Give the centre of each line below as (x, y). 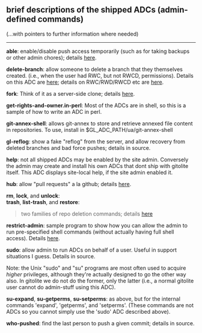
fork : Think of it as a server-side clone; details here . (71, 93)
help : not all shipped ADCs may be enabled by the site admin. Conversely (97, 160)
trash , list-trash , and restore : (43, 202)
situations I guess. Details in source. (51, 256)
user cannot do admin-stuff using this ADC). (61, 287)
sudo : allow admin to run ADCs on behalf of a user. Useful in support (92, 250)
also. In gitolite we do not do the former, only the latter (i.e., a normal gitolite (100, 281)
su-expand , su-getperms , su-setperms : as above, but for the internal (93, 299)
